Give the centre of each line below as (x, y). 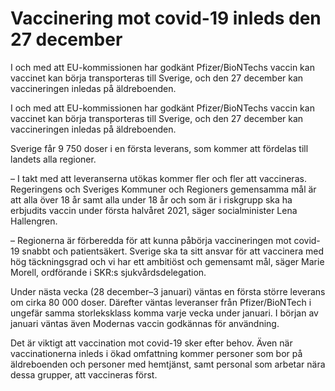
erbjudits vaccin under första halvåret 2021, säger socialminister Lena (154, 210)
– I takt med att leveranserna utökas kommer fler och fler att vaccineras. (158, 178)
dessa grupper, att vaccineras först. (84, 374)
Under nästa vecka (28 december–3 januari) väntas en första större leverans (168, 291)
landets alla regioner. (53, 159)
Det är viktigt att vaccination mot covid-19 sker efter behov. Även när (151, 343)
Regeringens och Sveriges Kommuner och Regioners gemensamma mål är (163, 189)
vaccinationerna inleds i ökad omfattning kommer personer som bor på (156, 353)
